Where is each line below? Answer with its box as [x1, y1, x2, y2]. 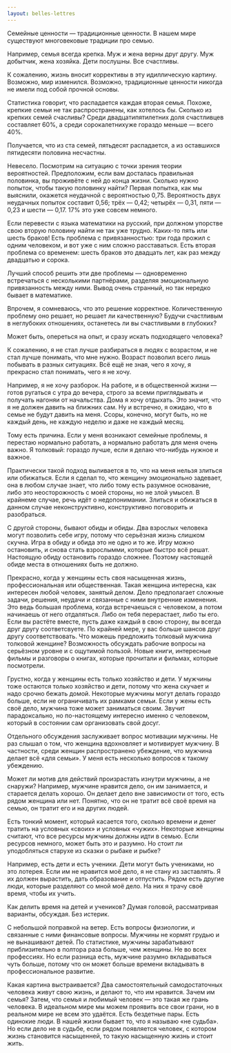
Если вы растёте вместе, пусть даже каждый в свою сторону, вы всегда [7, 617, 222, 626]
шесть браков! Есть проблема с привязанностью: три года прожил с [7, 234, 211, 242]
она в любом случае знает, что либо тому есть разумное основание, [7, 480, 211, 489]
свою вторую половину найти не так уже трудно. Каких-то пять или [7, 226, 208, 234]
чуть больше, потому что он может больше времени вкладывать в [7, 959, 205, 968]
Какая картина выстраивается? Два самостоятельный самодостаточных [7, 980, 223, 989]
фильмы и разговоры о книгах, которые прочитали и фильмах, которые [7, 654, 219, 662]
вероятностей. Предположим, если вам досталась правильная [7, 169, 194, 177]
